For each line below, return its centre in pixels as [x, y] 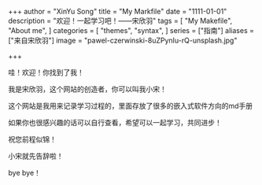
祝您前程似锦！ [32, 139]
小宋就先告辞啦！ [36, 156]
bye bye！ [25, 173]
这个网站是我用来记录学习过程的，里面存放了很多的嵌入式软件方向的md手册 [131, 106]
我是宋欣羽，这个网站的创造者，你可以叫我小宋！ [87, 89]
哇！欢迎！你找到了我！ [46, 72]
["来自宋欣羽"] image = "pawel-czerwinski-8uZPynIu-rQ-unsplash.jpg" [123, 40]
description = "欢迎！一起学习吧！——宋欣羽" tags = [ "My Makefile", [120, 20]
